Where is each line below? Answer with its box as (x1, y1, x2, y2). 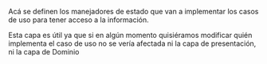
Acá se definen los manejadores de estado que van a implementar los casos (8, 7, 259, 16)
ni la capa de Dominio (8, 47, 80, 56)
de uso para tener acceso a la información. (8, 15, 149, 24)
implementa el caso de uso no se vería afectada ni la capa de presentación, (8, 39, 257, 48)
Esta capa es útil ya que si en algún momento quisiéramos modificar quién (8, 31, 253, 40)
